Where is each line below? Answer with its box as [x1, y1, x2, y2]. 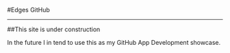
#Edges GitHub [7, 6, 50, 14]
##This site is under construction [7, 25, 101, 33]
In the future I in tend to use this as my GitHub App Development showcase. [7, 39, 221, 46]
